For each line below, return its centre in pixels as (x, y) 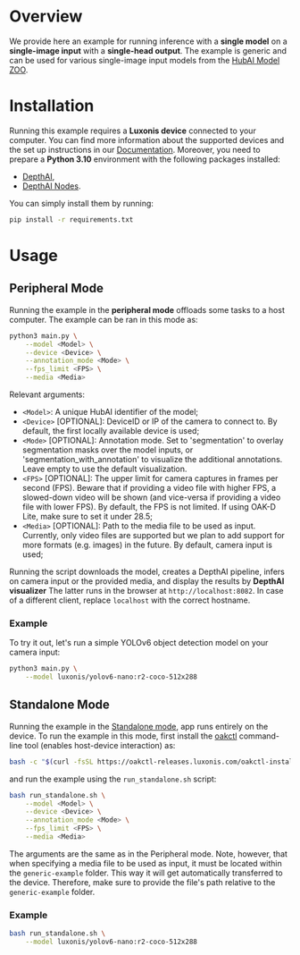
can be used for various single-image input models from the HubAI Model (145, 60)
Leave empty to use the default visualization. (104, 469)
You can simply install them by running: (82, 203)
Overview (46, 17)
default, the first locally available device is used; (111, 431)
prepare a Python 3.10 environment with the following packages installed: (145, 159)
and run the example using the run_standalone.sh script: (113, 779)
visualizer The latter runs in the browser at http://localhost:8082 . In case (146, 591)
